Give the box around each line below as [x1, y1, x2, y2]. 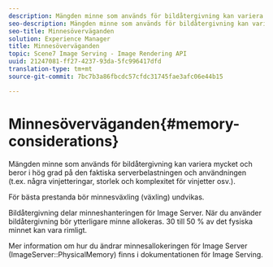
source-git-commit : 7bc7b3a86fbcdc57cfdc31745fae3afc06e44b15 [8, 72, 223, 81]
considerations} [8, 132, 119, 151]
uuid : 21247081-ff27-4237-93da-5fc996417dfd [8, 58, 162, 66]
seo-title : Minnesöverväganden [8, 27, 115, 35]
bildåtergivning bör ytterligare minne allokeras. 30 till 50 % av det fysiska [8, 217, 253, 226]
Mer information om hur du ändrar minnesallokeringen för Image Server [8, 241, 248, 251]
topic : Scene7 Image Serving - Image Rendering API [8, 50, 187, 58]
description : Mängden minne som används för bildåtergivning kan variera [8, 11, 264, 20]
